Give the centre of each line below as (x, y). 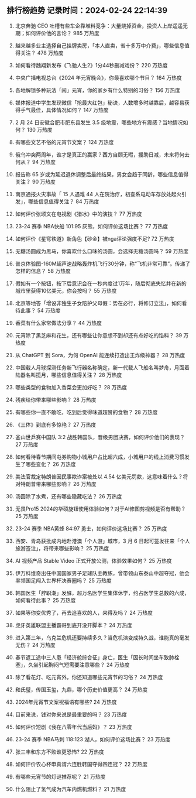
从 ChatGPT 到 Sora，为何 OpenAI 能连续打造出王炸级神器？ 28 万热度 (100, 355)
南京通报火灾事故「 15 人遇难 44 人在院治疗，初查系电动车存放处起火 (98, 194)
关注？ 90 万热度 (35, 181)
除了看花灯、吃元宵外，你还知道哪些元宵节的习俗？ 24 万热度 (89, 677)
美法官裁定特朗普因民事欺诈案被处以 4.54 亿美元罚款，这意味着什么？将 (102, 477)
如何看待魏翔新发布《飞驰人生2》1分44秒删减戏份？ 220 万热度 (91, 65)
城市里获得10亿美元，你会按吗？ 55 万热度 (66, 290)
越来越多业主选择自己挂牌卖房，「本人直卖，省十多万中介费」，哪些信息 (100, 45)
